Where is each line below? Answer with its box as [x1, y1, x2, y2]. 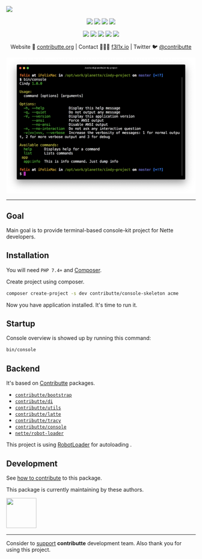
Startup [6, 319, 35, 328]
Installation [6, 250, 49, 261]
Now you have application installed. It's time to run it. [6, 301, 138, 309]
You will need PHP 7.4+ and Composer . [6, 266, 102, 273]
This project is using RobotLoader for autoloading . [6, 441, 132, 449]
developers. [6, 233, 36, 240]
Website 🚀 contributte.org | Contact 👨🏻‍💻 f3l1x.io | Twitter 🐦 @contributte [10, 43, 192, 50]
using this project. [6, 546, 51, 553]
